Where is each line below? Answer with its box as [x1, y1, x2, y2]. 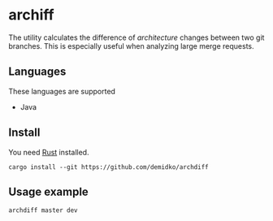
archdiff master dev [8, 206, 79, 214]
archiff [8, 6, 54, 24]
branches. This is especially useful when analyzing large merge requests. [8, 41, 254, 50]
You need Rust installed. [8, 147, 89, 157]
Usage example [8, 184, 89, 198]
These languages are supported [8, 86, 116, 96]
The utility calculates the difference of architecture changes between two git [8, 32, 265, 42]
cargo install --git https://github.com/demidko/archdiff [8, 162, 209, 171]
